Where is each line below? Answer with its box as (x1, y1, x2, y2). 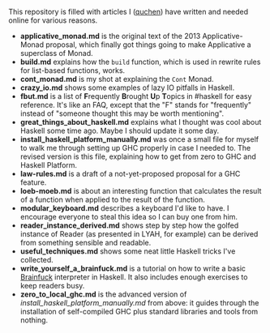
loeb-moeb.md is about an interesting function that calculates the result (19, 186, 262, 195)
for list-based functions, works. (19, 66, 126, 75)
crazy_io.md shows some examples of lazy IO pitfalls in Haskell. (19, 83, 235, 92)
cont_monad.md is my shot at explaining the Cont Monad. (19, 75, 214, 83)
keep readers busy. (19, 281, 85, 290)
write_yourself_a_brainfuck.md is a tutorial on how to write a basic (19, 263, 246, 273)
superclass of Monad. (19, 49, 93, 58)
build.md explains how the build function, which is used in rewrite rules (19, 57, 261, 66)
